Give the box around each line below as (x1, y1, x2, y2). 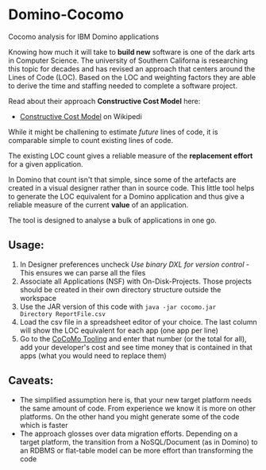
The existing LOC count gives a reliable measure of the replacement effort (8, 151, 253, 160)
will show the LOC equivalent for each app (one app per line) (19, 326, 218, 335)
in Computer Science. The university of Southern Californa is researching (8, 56, 249, 65)
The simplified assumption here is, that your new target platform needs (19, 395, 253, 404)
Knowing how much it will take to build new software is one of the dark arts (8, 47, 256, 56)
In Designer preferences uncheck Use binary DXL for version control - (19, 260, 250, 269)
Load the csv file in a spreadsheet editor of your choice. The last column (19, 317, 257, 326)
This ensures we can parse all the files (19, 268, 146, 277)
